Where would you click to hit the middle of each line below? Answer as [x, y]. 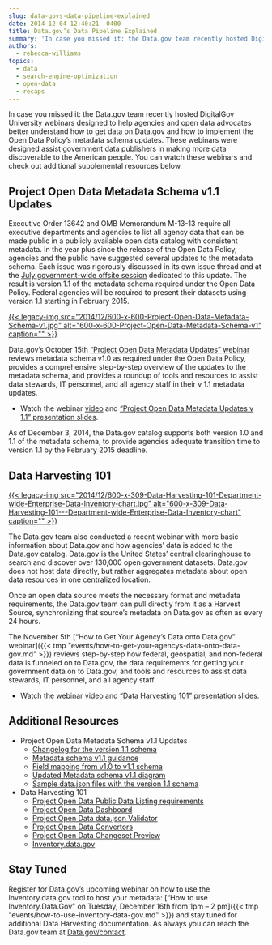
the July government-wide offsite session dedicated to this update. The [127, 276]
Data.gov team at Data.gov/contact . [68, 932]
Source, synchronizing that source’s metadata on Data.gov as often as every [136, 612]
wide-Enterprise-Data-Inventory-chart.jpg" [80, 504]
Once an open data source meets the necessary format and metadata [125, 595]
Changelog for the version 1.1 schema [95, 749]
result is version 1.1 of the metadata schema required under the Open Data [132, 284]
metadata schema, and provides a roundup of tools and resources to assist [134, 376]
